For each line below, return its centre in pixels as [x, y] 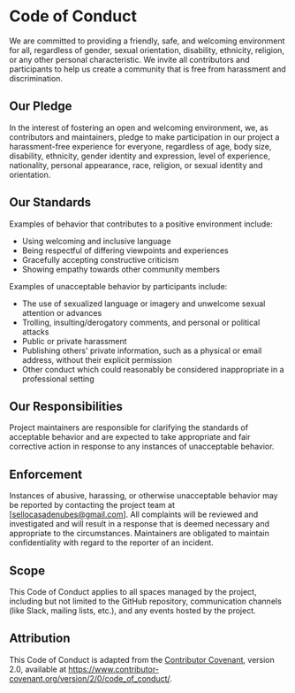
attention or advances [62, 312]
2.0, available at [38, 669]
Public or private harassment [74, 341]
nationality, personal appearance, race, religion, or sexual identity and [136, 165]
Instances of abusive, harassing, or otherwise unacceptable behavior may [144, 496]
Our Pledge [41, 107]
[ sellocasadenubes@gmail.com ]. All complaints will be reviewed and [134, 514]
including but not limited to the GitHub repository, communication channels [146, 601]
